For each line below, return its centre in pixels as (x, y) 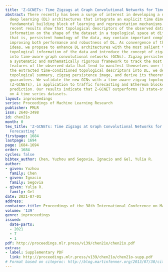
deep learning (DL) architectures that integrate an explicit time (81, 19)
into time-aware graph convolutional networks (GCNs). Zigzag (76, 56)
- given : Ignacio (23, 178)
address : (14, 201)
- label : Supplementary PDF (34, 252)
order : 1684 (17, 150)
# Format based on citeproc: (35, 262)
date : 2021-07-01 (23, 196)
